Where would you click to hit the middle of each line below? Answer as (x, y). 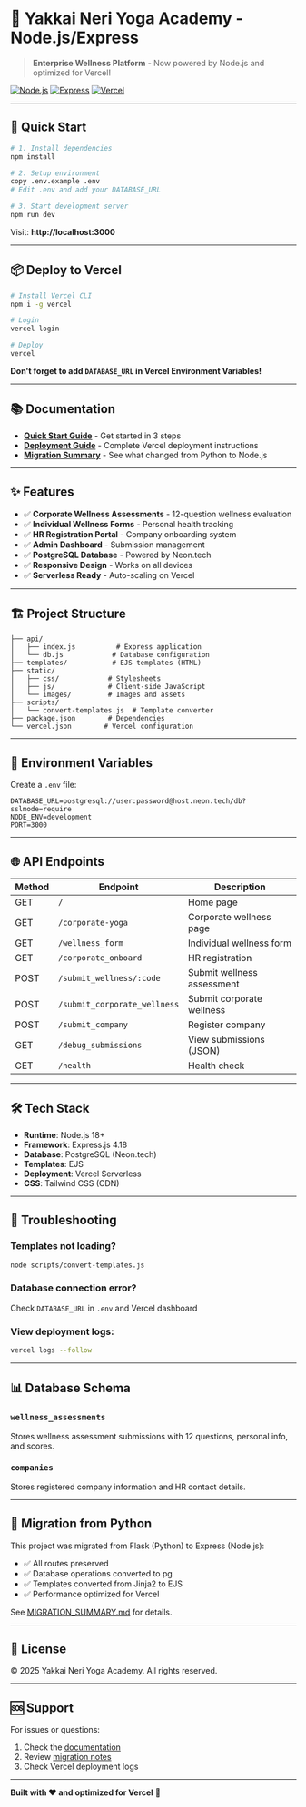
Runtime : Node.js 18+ (64, 1134)
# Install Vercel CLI (51, 295)
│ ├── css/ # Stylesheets (86, 679)
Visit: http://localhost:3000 (63, 231)
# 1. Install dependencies (61, 148)
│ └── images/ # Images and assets (98, 695)
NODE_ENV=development (51, 817)
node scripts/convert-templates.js (78, 1265)
